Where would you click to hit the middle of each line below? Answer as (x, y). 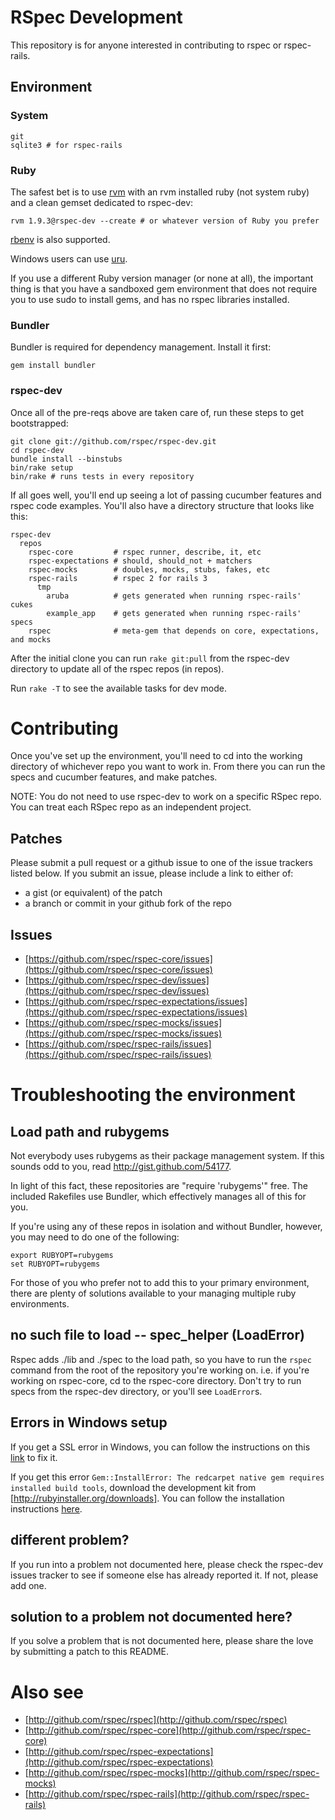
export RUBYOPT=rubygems (62, 1256)
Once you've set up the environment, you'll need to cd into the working (156, 756)
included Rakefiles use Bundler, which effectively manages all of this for (158, 1197)
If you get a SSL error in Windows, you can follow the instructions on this (160, 1447)
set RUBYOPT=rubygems (55, 1264)
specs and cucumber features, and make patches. (114, 777)
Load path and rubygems (90, 1131)
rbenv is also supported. (60, 239)
